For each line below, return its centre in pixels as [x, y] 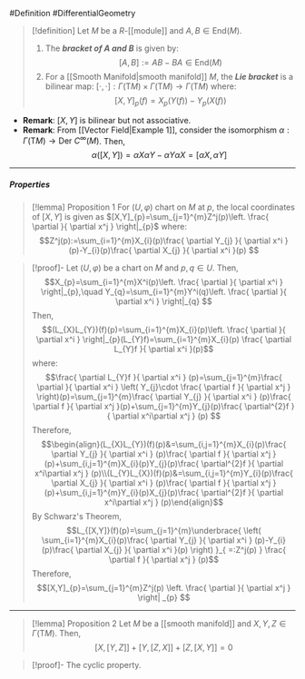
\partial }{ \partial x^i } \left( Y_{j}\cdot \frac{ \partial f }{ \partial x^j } [164, 387]
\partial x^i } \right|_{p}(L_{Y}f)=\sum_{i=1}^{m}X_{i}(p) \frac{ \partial [164, 339]
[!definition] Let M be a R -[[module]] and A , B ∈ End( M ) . [137, 30]
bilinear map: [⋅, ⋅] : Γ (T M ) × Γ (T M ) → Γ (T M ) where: [141, 86]
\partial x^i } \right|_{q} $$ [164, 301]
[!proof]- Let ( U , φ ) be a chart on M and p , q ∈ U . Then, [135, 268]
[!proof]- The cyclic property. [86, 665]
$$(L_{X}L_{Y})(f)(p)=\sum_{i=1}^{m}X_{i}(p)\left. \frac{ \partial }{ [163, 330]
